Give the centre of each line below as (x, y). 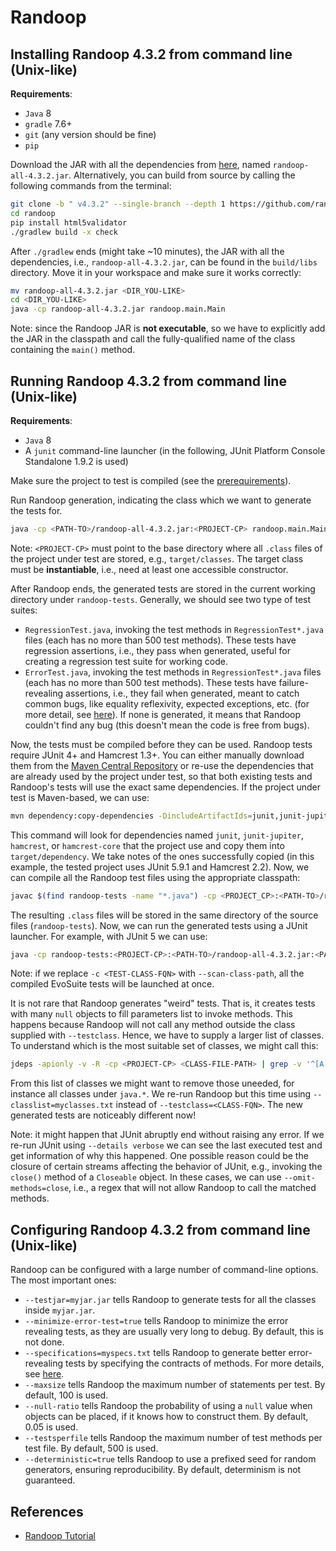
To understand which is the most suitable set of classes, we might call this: (164, 1046)
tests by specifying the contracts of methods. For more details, (195, 1363)
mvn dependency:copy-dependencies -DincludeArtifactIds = (131, 816)
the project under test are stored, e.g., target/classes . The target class (157, 558)
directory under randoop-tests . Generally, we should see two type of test (161, 599)
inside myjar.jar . (60, 1310)
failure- (293, 682)
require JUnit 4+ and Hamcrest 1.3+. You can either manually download (157, 755)
